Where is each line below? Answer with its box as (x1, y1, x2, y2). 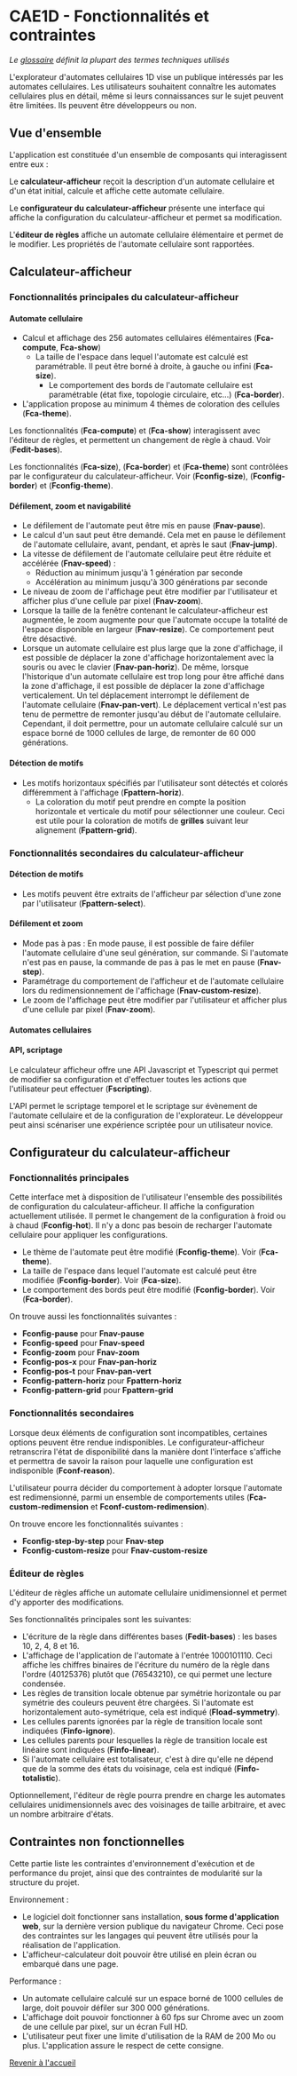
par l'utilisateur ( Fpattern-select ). (21, 898, 146, 908)
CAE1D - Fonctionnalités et (9, 6, 210, 27)
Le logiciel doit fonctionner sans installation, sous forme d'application (21, 1911, 279, 1921)
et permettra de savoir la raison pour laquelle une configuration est (9, 1455, 254, 1466)
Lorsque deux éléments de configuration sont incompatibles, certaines (9, 1427, 268, 1438)
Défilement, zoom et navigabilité (9, 500, 131, 511)
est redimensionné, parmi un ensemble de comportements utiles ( (9, 1492, 250, 1502)
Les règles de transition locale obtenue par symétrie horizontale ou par (21, 1688, 282, 1699)
